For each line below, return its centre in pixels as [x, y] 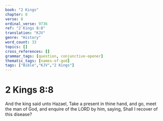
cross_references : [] [28, 51]
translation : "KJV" [25, 33]
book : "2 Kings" [22, 10]
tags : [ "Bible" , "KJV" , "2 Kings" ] [40, 65]
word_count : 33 [21, 42]
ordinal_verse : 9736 [27, 24]
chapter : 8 [16, 14]
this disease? [19, 115]
